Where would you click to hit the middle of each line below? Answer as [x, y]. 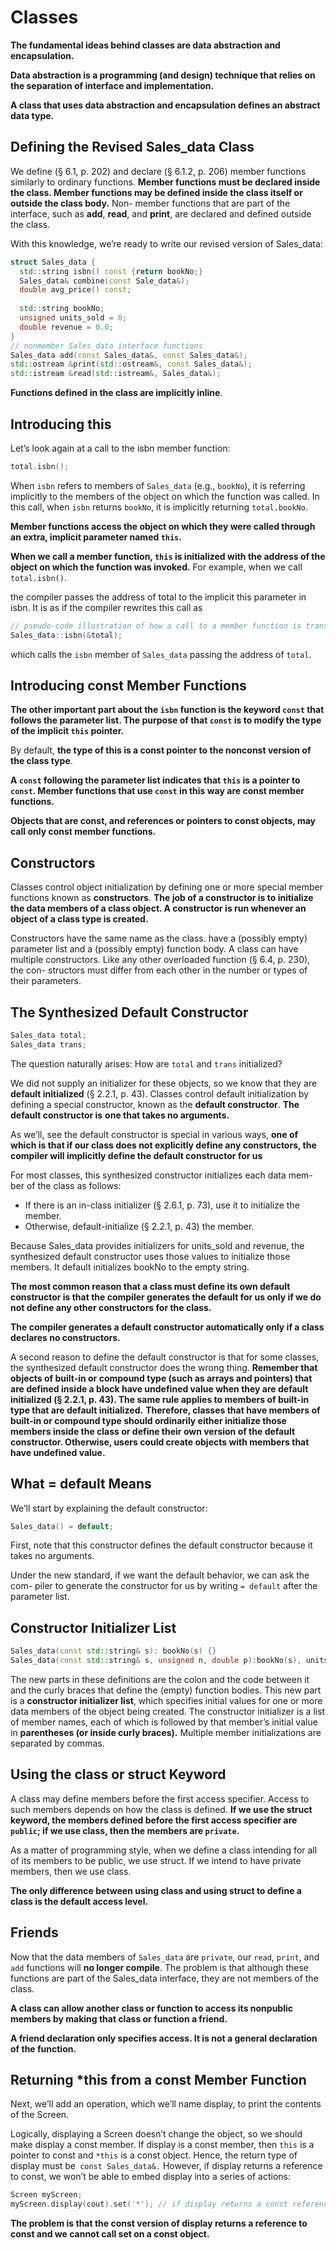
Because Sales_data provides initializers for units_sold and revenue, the [157, 1245]
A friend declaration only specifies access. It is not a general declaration [164, 2038]
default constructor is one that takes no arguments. [120, 1115]
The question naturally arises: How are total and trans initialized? [146, 1063]
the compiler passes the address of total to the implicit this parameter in [158, 597]
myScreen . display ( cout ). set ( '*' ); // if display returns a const [149, 2204]
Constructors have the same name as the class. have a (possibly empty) [159, 938]
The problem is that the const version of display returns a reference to [159, 2223]
